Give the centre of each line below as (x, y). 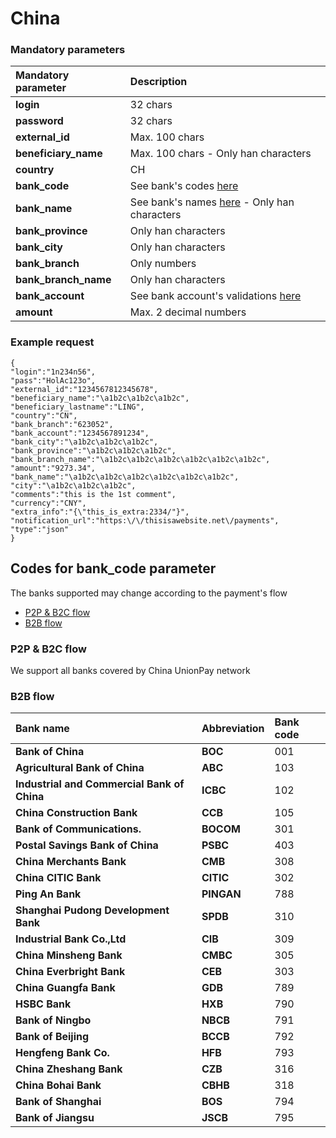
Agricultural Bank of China (80, 768)
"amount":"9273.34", (53, 468)
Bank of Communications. (78, 829)
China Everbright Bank (70, 972)
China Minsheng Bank (69, 955)
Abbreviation (233, 729)
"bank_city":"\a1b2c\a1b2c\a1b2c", (84, 442)
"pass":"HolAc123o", (53, 380)
